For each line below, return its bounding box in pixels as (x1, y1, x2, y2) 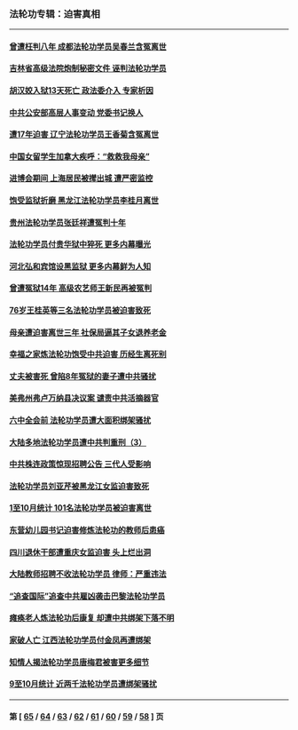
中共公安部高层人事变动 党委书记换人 (9, 107, 144, 117)
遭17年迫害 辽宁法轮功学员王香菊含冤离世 (9, 129, 160, 139)
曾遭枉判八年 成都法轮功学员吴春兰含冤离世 (9, 41, 167, 52)
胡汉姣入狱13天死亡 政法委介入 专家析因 (9, 85, 153, 96)
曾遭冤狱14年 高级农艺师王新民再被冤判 (9, 282, 153, 294)
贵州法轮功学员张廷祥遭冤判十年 (9, 217, 126, 227)
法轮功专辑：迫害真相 (9, 7, 100, 20)
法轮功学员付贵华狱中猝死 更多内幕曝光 (9, 239, 152, 250)
